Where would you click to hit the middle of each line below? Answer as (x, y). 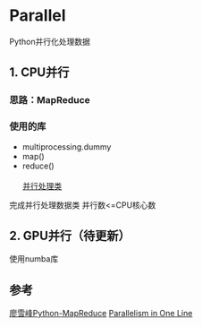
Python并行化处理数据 (50, 41)
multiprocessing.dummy (67, 146)
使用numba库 (34, 259)
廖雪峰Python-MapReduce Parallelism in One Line (101, 314)
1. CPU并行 (39, 73)
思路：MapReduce (50, 100)
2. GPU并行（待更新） (70, 235)
